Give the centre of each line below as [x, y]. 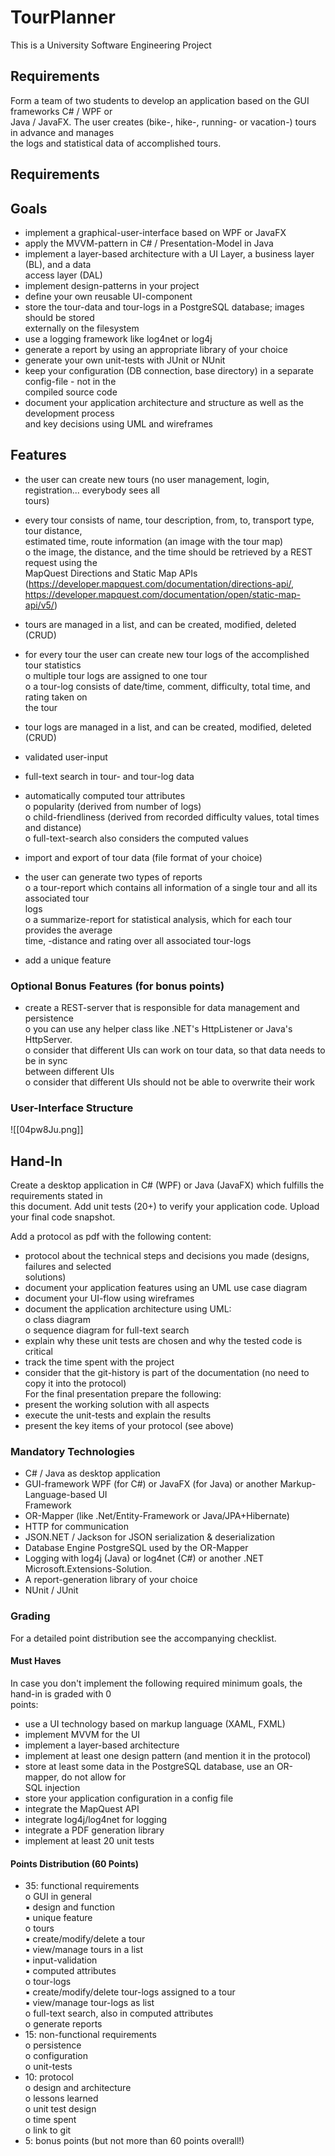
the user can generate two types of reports [113, 877]
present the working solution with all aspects [117, 1405]
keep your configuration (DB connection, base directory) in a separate [169, 370]
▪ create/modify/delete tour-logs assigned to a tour [130, 1992]
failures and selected [68, 1267]
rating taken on [56, 697]
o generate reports [63, 2024]
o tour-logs [48, 1982]
